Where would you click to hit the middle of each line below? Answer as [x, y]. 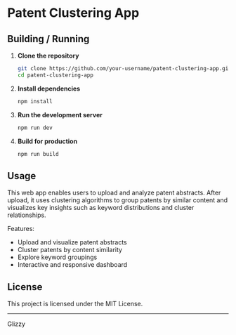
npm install [35, 101]
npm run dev [35, 128]
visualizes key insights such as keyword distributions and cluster [101, 208]
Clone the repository [48, 55]
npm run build [38, 154]
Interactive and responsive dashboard [72, 265]
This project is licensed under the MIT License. [75, 304]
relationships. [27, 215]
